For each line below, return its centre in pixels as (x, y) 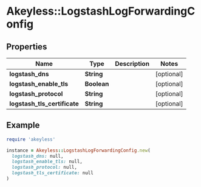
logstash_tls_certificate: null (53, 173)
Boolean (97, 84)
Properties (27, 47)
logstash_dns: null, (38, 156)
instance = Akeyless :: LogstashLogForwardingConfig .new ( (78, 150)
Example (23, 125)
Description (132, 64)
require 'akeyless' (31, 139)
